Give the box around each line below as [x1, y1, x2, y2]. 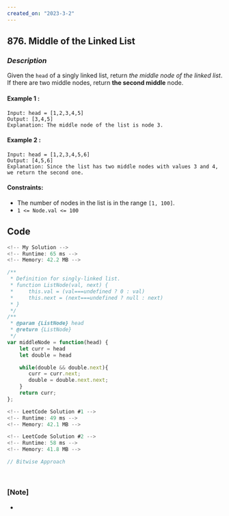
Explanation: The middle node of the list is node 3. [7, 121, 164, 129]
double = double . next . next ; [28, 377, 109, 384]
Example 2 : [7, 136, 41, 144]
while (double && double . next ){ [19, 364, 109, 371]
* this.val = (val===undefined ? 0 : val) [10, 288, 146, 295]
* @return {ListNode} [10, 326, 72, 333]
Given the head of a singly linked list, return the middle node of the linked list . [7, 71, 223, 79]
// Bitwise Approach [7, 459, 66, 465]
